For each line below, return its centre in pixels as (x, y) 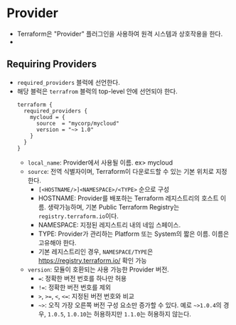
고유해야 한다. (57, 242)
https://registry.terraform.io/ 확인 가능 (92, 260)
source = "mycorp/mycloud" (77, 123)
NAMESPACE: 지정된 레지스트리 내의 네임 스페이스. (109, 225)
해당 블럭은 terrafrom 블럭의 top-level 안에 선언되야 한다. (97, 91)
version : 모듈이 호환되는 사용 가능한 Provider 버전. (98, 269)
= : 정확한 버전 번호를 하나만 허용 (82, 278)
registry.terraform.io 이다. (78, 216)
